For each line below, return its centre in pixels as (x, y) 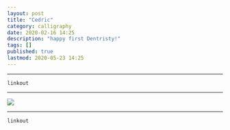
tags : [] (20, 45)
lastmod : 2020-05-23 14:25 (46, 58)
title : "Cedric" (30, 20)
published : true (30, 52)
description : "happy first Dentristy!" (64, 39)
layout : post (26, 13)
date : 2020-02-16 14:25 (41, 32)
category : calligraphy (39, 26)
